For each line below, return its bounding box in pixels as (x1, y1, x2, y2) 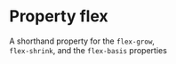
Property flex (9, 6, 108, 27)
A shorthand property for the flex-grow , (9, 36, 156, 46)
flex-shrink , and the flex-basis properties (9, 44, 167, 55)
